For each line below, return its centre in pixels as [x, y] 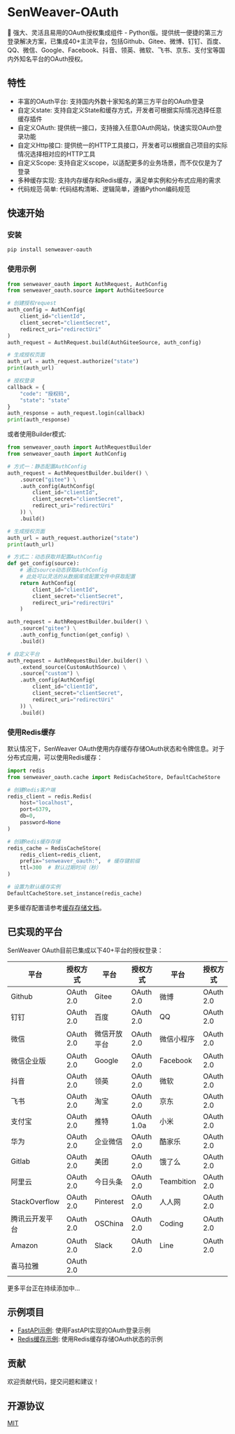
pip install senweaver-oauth [50, 250]
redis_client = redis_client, [60, 855]
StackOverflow [35, 1201]
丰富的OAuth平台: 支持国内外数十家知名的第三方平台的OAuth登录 [111, 101]
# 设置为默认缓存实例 [34, 887]
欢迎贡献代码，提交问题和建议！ [53, 1381]
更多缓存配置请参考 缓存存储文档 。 [56, 907]
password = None [40, 823]
